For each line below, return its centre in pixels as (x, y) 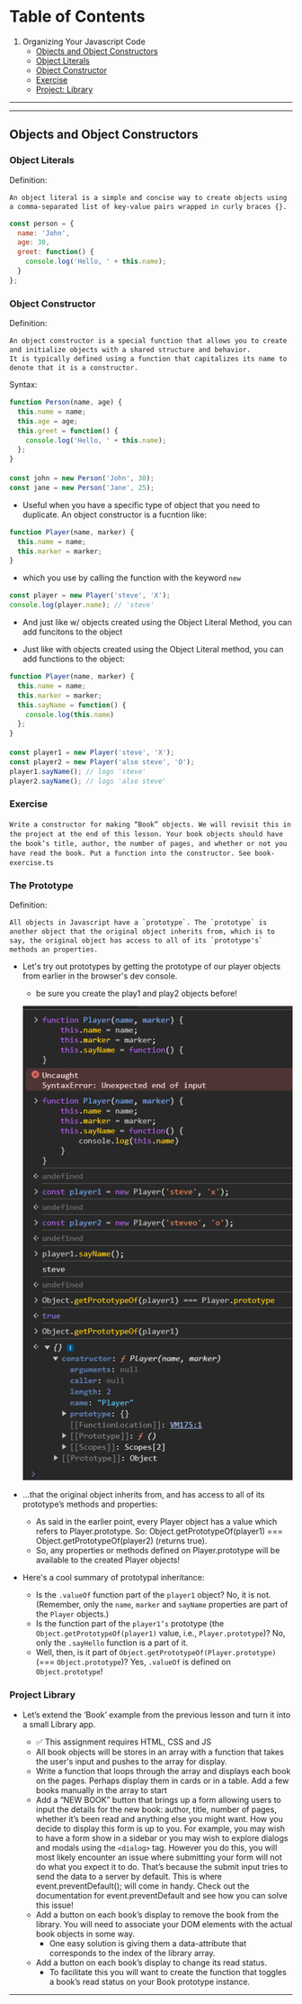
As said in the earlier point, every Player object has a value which (156, 1522)
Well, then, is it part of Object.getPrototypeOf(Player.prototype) (156, 1653)
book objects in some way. (85, 1934)
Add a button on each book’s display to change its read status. (151, 1963)
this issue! (54, 1905)
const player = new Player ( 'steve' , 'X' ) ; (90, 596)
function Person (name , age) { (66, 403)
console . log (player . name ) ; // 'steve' (82, 606)
